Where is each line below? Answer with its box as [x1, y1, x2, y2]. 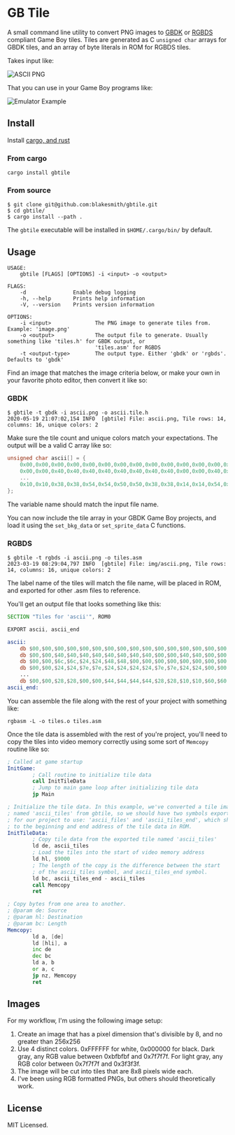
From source [7, 185, 51, 195]
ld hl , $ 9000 [32, 855, 71, 862]
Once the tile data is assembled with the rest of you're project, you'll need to [7, 729, 227, 738]
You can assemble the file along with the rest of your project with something [7, 697, 227, 705]
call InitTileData [32, 778, 86, 785]
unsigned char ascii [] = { [7, 455, 86, 462]
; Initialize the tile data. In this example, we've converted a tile [7, 804, 218, 811]
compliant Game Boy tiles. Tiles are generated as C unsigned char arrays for [7, 35, 227, 43]
